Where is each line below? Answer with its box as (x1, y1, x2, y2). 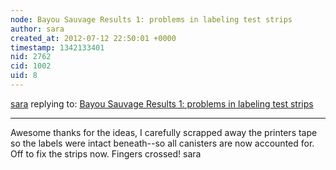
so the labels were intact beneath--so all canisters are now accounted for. (10, 137, 315, 149)
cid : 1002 (10, 61, 52, 71)
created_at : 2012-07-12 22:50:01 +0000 (10, 33, 177, 43)
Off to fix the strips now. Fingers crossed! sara (10, 147, 202, 160)
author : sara (10, 24, 65, 34)
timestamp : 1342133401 (10, 42, 105, 53)
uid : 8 (10, 71, 38, 81)
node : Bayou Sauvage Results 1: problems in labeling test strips (10, 14, 293, 25)
